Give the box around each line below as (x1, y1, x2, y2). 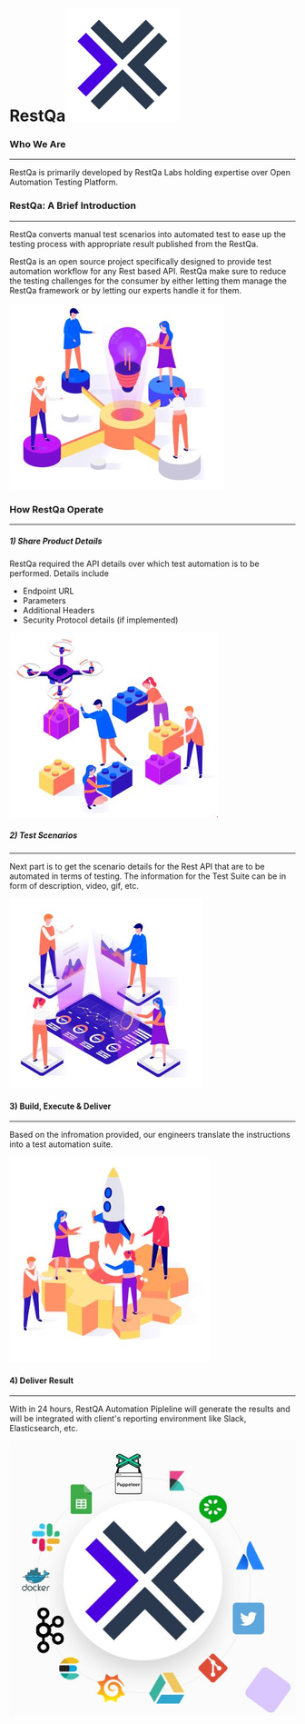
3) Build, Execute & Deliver (9, 1101, 112, 1111)
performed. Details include (9, 568, 109, 579)
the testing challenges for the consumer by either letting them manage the (9, 275, 288, 286)
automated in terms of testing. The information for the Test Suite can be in (9, 871, 287, 882)
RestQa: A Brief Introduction (9, 199, 137, 212)
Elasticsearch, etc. (9, 1423, 79, 1434)
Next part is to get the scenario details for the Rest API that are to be (9, 862, 265, 872)
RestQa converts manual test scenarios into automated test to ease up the (9, 228, 286, 239)
